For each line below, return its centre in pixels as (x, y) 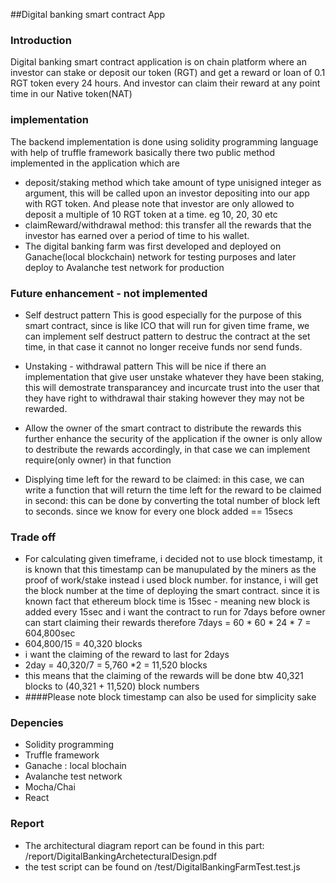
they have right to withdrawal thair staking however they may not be (164, 398)
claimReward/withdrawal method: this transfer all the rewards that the (168, 225)
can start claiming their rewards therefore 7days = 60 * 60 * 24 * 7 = (168, 623)
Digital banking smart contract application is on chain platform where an (158, 62)
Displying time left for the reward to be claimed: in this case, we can (164, 479)
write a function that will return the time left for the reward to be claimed (173, 490)
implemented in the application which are (95, 163)
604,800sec (50, 633)
